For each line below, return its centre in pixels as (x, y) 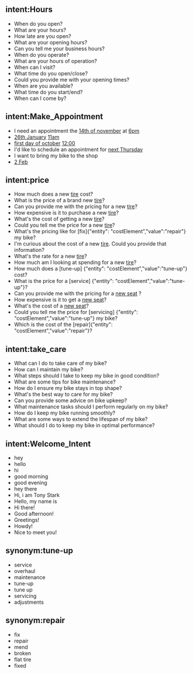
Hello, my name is (35, 502)
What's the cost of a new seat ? (51, 306)
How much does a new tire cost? (53, 194)
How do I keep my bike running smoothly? (64, 413)
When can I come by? (40, 98)
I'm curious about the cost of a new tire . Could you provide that (90, 244)
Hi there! (24, 507)
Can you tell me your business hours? (59, 49)
